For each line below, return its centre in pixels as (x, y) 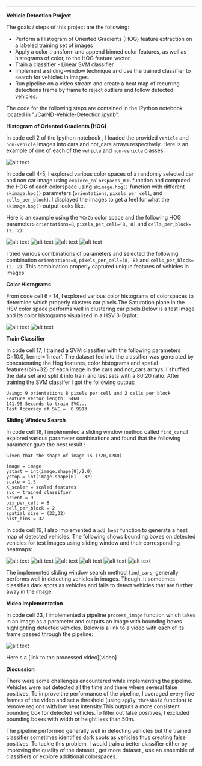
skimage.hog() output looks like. (46, 206)
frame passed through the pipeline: (50, 634)
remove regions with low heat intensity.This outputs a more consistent (93, 706)
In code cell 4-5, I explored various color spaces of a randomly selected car (100, 174)
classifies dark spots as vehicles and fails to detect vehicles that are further (100, 585)
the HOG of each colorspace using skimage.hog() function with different (96, 187)
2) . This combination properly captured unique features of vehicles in (103, 266)
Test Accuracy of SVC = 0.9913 (47, 409)
